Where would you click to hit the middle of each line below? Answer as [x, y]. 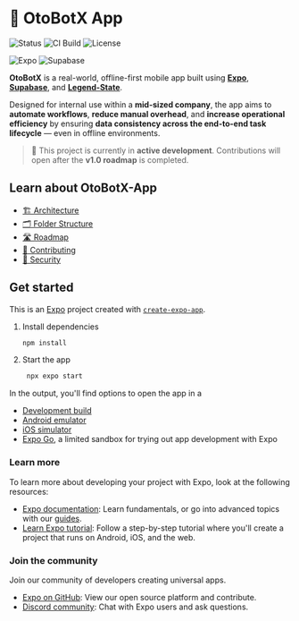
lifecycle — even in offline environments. [85, 132]
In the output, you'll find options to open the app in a [106, 394]
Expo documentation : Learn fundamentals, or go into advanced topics [150, 508]
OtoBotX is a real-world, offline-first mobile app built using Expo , [129, 77]
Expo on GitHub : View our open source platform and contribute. [139, 597]
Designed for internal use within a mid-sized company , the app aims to [141, 104]
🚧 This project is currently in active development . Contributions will [156, 150]
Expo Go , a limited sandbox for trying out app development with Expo [150, 439]
